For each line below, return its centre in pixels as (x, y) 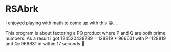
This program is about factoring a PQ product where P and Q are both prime (85, 33)
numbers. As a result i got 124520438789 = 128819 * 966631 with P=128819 (86, 38)
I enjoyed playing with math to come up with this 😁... (61, 23)
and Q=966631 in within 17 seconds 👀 (45, 43)
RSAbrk (22, 9)
